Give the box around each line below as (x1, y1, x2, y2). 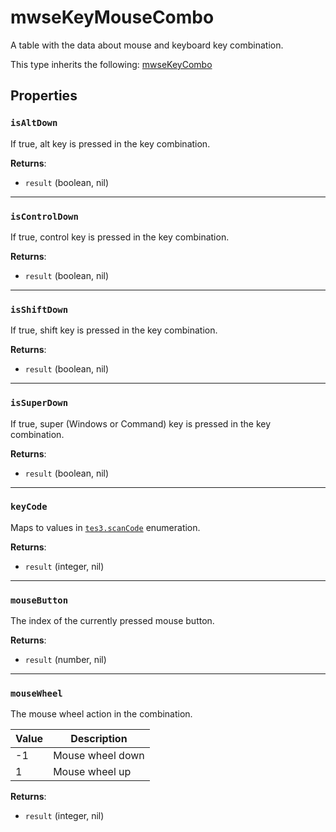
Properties (10, 87, 78, 105)
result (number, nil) (24, 654, 107, 666)
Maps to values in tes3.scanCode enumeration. (10, 521, 201, 533)
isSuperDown (10, 397, 69, 409)
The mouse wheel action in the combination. (10, 708, 193, 720)
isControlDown (10, 211, 79, 222)
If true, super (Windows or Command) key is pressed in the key (10, 417, 272, 430)
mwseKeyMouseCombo (10, 6, 215, 29)
